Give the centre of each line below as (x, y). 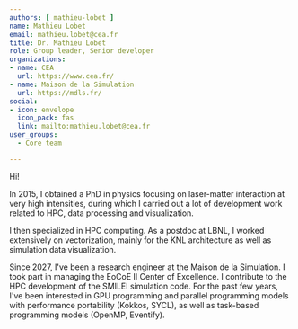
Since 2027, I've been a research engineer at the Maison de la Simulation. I (147, 267)
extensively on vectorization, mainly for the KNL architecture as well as (140, 240)
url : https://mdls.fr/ (60, 93)
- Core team (40, 143)
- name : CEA (31, 68)
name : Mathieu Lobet (48, 26)
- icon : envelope (42, 110)
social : (24, 101)
